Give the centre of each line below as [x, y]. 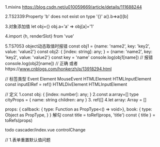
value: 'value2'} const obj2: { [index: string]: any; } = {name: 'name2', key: [79, 51]
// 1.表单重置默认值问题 [28, 140]
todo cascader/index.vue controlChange [45, 130]
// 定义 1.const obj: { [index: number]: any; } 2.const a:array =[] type [72, 94]
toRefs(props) [19, 120]
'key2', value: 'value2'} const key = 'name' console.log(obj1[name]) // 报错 [79, 57]
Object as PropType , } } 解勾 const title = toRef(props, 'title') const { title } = [80, 115]
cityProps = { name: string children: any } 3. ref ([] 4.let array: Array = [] [76, 100]
